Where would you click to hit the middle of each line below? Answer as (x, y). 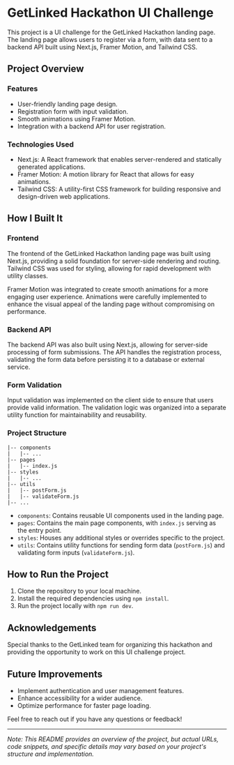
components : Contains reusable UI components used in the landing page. (120, 515)
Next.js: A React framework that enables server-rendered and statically (119, 159)
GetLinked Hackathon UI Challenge (110, 13)
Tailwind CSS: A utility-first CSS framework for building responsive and (119, 189)
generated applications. (51, 167)
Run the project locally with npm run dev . (75, 606)
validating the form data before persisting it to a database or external (106, 359)
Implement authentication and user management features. (101, 690)
